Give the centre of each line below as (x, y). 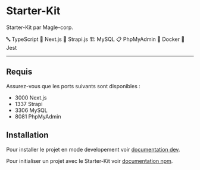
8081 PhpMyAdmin (38, 116)
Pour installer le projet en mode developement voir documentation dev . (93, 149)
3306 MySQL (31, 110)
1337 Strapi (29, 104)
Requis (19, 72)
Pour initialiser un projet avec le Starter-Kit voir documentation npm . (90, 161)
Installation (27, 135)
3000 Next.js (31, 97)
